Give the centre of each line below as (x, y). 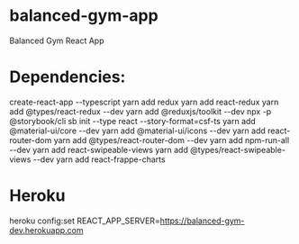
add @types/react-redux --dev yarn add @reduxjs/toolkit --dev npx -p (140, 111)
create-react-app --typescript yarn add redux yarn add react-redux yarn (144, 102)
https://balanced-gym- (202, 221)
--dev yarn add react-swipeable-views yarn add (99, 149)
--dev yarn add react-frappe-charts (99, 159)
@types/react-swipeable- (238, 149)
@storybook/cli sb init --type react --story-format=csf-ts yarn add (133, 121)
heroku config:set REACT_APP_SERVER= (85, 221)
